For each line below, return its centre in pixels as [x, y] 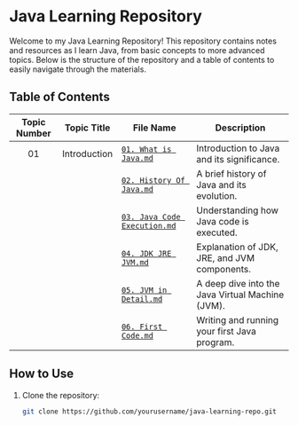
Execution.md [149, 225]
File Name [154, 128]
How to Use [42, 374]
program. [216, 342]
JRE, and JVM [226, 257]
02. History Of [153, 180]
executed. [217, 232]
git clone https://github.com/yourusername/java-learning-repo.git [149, 411]
